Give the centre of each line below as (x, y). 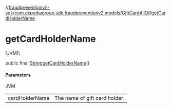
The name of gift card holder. (89, 98)
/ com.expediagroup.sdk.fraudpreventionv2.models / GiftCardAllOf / (82, 13)
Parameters (18, 75)
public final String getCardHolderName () (47, 63)
